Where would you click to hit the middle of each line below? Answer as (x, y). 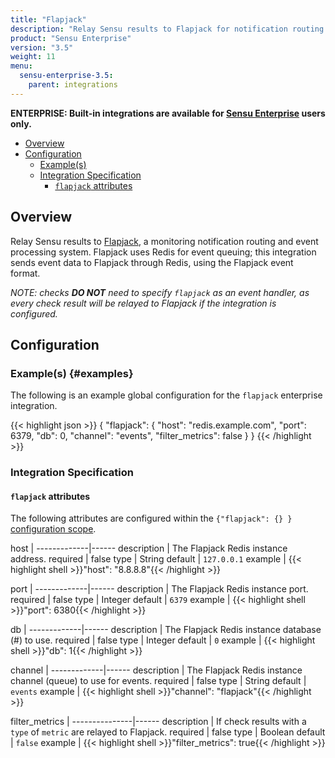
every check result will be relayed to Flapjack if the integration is (143, 303)
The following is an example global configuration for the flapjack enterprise (166, 395)
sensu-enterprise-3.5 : (66, 76)
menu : (21, 66)
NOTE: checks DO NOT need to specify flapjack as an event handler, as (160, 292)
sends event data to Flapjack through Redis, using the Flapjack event (152, 262)
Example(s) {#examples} (72, 373)
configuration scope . (53, 529)
